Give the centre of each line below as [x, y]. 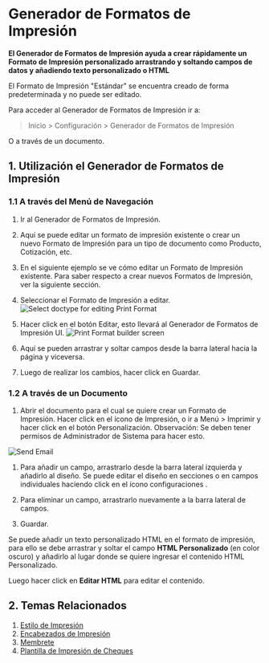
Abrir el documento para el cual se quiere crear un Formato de [123, 410]
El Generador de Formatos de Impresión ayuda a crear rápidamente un [128, 53]
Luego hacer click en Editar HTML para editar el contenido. [106, 580]
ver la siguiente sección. [60, 284]
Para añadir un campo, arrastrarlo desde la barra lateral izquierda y [131, 467]
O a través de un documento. [57, 140]
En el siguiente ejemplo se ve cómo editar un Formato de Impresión [131, 267]
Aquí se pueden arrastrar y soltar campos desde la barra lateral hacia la [139, 348]
